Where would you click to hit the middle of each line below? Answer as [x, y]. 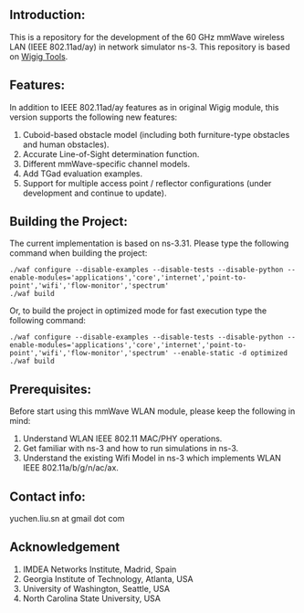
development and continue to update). [94, 193]
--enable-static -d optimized [230, 354]
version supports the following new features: [94, 117]
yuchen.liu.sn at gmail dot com [67, 519]
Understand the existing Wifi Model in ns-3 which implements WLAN [152, 458]
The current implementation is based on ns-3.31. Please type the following [149, 243]
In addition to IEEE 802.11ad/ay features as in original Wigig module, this [144, 107]
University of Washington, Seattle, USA [96, 588]
